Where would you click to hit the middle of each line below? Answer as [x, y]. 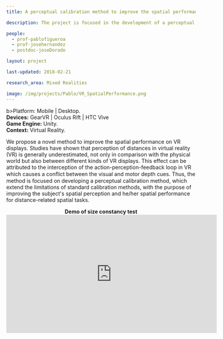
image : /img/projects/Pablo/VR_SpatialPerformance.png [76, 94]
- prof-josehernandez [39, 45]
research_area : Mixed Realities [47, 83]
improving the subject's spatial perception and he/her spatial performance [98, 194]
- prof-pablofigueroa [39, 39]
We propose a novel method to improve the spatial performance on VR [93, 141]
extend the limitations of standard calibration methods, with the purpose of [99, 187]
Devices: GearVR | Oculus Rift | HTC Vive [58, 117]
